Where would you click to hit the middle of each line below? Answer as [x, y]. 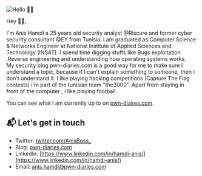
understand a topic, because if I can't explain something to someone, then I [101, 72]
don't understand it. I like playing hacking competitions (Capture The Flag [98, 78]
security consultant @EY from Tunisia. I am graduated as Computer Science [101, 39]
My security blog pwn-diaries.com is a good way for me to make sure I [95, 65]
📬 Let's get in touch [46, 123]
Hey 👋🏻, [16, 21]
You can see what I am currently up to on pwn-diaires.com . [80, 103]
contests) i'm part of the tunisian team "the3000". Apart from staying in [96, 85]
